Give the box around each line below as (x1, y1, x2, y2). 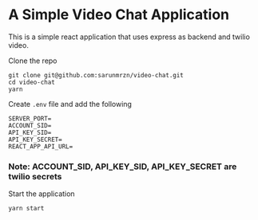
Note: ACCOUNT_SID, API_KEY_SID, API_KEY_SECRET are (8, 161, 237, 172)
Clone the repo (8, 56, 58, 65)
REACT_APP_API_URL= (8, 142, 73, 151)
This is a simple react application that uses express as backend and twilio (8, 32, 250, 41)
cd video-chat (8, 78, 56, 86)
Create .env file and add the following (8, 99, 132, 108)
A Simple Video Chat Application (8, 6, 230, 24)
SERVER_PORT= (8, 114, 52, 123)
